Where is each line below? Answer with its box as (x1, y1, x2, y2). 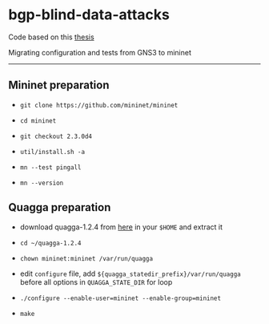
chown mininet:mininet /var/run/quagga (19, 254, 154, 262)
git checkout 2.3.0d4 (19, 132, 92, 140)
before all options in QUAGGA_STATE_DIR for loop (19, 277, 173, 286)
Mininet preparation (8, 79, 110, 92)
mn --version (19, 179, 64, 187)
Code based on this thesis (8, 32, 94, 42)
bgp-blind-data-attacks (8, 6, 170, 24)
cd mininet (19, 116, 57, 125)
